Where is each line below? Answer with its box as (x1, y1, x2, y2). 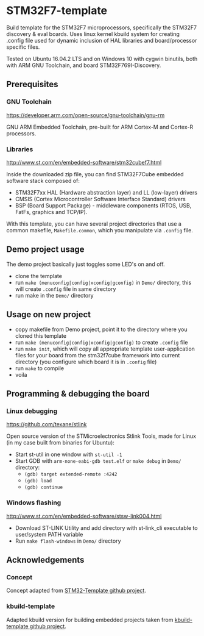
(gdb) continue (24, 484, 63, 491)
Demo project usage (6, 245, 85, 255)
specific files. (6, 43, 40, 51)
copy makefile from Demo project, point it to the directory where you (15, 326, 188, 333)
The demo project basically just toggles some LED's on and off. (6, 260, 166, 268)
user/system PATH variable (15, 531, 83, 538)
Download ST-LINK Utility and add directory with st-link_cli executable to (15, 524, 198, 531)
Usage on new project (6, 309, 91, 320)
